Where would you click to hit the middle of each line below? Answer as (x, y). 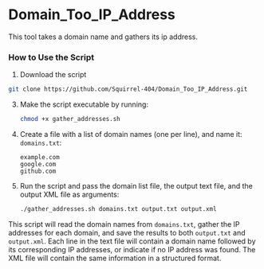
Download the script (53, 75)
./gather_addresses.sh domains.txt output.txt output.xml (118, 209)
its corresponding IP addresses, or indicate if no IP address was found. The (132, 249)
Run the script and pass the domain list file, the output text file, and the (136, 185)
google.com (38, 164)
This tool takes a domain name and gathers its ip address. (103, 37)
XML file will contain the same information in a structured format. (115, 258)
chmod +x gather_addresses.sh (70, 119)
